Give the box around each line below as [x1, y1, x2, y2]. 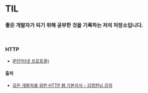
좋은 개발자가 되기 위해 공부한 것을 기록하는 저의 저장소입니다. [5, 22, 144, 29]
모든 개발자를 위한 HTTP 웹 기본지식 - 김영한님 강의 [12, 82, 113, 88]
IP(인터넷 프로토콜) [12, 58, 49, 64]
